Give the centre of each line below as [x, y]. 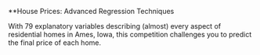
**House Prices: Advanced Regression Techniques [91, 11]
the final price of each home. [55, 43]
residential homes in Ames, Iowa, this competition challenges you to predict [130, 34]
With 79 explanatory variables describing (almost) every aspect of [115, 26]
